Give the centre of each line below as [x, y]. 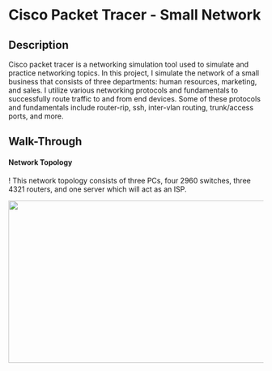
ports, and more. [36, 116]
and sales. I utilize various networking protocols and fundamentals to [123, 90]
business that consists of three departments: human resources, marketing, [133, 82]
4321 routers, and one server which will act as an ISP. [98, 189]
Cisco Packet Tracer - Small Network [135, 15]
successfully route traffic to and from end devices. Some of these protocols [135, 99]
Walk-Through [45, 142]
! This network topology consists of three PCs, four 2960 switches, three [130, 180]
